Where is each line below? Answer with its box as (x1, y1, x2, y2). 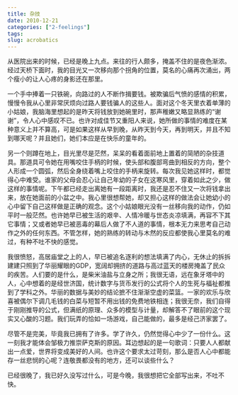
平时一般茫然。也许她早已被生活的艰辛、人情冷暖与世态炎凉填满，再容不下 (7, 211, 225, 219)
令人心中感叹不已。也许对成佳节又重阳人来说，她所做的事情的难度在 (22, 116, 222, 125)
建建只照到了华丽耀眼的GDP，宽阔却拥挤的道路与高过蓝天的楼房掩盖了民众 (7, 261, 225, 270)
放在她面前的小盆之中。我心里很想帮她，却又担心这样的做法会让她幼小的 (19, 193, 231, 202)
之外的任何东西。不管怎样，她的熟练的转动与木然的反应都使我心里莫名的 (13, 229, 225, 237)
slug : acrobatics (7, 37, 59, 44)
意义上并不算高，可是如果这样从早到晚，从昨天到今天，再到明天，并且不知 (13, 125, 231, 134)
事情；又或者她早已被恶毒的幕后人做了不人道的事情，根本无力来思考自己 (13, 220, 225, 229)
